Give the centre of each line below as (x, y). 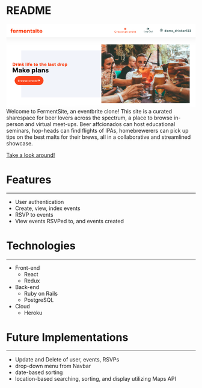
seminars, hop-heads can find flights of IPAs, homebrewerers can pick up (97, 131)
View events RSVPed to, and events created (69, 221)
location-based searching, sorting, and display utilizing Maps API (95, 379)
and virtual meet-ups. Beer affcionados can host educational (100, 124)
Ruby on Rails (41, 294)
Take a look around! (31, 155)
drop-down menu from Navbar (53, 366)
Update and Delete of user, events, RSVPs (67, 360)
